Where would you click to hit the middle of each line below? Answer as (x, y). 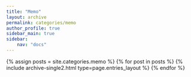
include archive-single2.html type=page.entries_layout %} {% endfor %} (96, 68)
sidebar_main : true (31, 34)
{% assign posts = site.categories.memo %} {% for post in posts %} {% (95, 61)
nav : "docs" (32, 45)
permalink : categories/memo (41, 23)
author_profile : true (33, 28)
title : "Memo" (24, 12)
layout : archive (26, 17)
